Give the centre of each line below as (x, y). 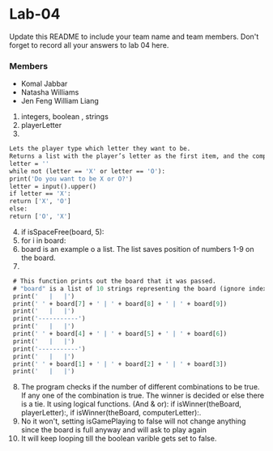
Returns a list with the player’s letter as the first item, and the (129, 156)
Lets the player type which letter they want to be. (100, 149)
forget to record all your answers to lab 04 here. (89, 45)
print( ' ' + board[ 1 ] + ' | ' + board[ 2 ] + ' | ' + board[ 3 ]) (120, 364)
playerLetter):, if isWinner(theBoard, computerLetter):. (111, 413)
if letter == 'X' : (40, 194)
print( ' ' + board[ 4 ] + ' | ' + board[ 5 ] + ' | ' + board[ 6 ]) (120, 334)
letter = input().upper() (53, 186)
